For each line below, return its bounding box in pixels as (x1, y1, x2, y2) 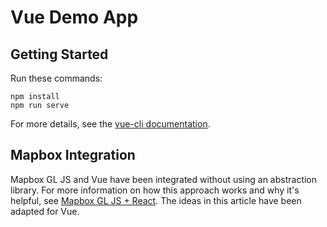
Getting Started (10, 46, 109, 63)
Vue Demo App (10, 6, 139, 29)
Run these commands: (10, 72, 103, 84)
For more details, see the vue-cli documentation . (10, 118, 211, 130)
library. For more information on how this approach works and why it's (10, 184, 300, 196)
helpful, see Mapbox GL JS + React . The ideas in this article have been (10, 194, 302, 206)
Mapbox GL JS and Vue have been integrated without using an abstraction (10, 173, 318, 185)
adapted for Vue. (10, 205, 80, 217)
